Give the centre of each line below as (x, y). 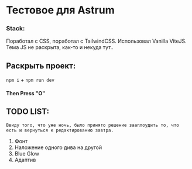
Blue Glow (27, 153)
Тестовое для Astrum (61, 10)
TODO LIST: (28, 112)
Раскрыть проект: (41, 66)
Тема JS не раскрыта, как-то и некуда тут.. (60, 47)
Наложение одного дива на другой (58, 147)
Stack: (16, 29)
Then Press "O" (26, 93)
